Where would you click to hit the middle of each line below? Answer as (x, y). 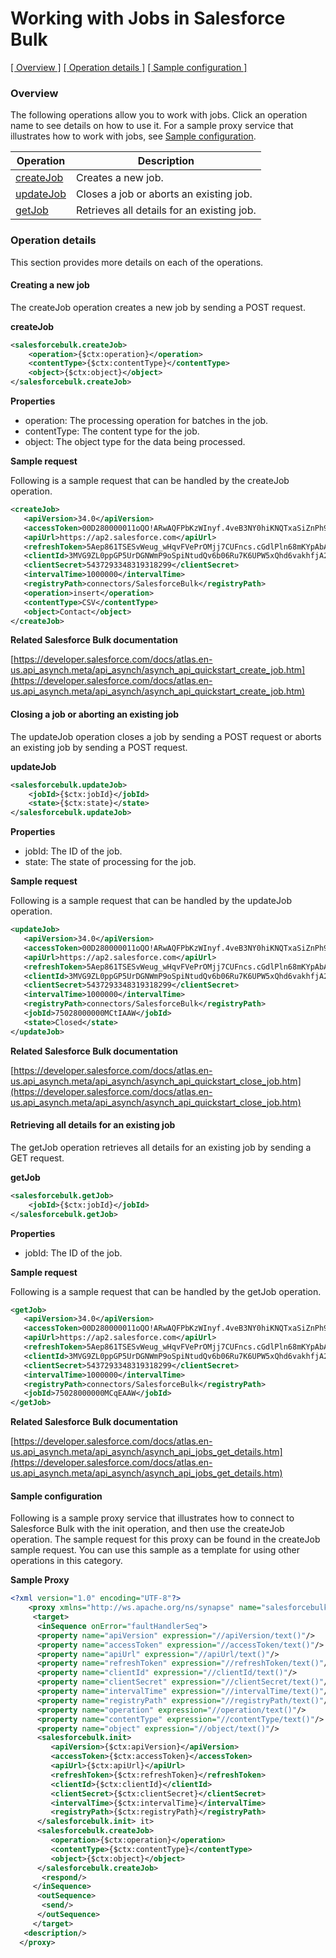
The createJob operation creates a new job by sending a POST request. (158, 307)
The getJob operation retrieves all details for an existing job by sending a (161, 1147)
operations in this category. (66, 1561)
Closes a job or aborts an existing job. (164, 194)
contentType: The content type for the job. (112, 431)
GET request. (37, 1158)
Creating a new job (50, 285)
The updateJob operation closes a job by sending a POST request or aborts (166, 736)
